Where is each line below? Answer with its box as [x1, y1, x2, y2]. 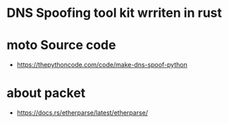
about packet [6, 85, 86, 101]
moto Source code [6, 37, 116, 54]
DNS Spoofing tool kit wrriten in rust [6, 5, 223, 21]
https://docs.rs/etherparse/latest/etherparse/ [16, 108, 149, 117]
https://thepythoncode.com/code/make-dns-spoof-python [16, 61, 187, 69]
